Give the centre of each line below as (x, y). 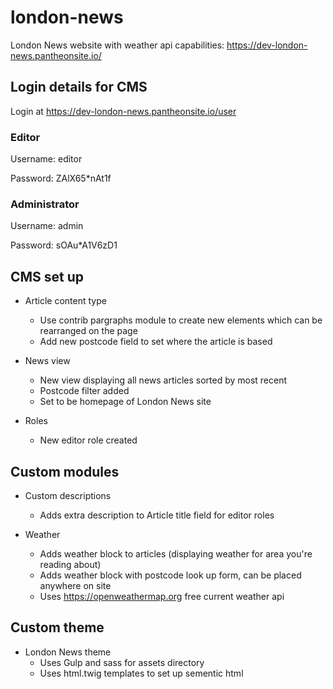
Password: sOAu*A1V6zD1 (64, 245)
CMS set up (47, 276)
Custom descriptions (68, 495)
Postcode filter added (84, 391)
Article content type (65, 301)
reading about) (70, 564)
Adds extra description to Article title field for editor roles (157, 515)
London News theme (68, 652)
